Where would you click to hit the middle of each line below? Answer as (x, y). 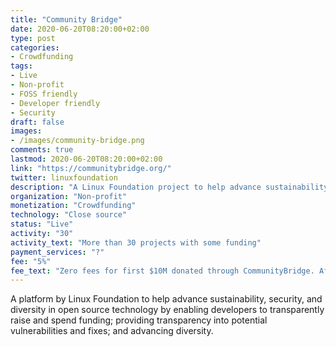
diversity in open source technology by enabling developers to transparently (167, 310)
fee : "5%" (31, 261)
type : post (33, 38)
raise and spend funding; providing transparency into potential (139, 320)
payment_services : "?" (57, 252)
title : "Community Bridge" (66, 19)
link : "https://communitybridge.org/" (91, 168)
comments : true (42, 150)
